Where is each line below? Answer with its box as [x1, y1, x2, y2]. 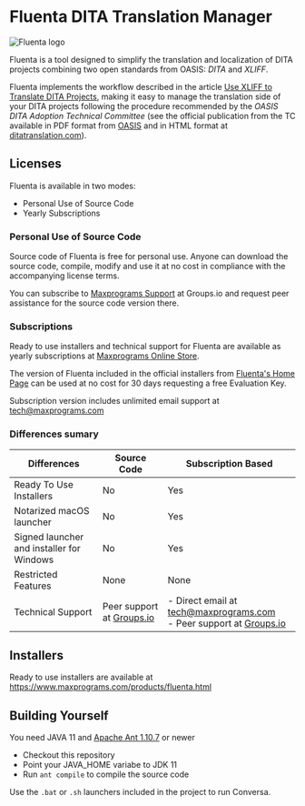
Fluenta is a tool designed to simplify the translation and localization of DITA [9, 54, 293, 65]
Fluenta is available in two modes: [9, 180, 136, 191]
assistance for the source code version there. [9, 297, 180, 308]
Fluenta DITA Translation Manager [9, 6, 272, 27]
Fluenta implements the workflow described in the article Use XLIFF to [9, 81, 272, 92]
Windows [14, 553, 54, 566]
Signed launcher [14, 530, 84, 543]
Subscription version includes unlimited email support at [9, 396, 220, 407]
